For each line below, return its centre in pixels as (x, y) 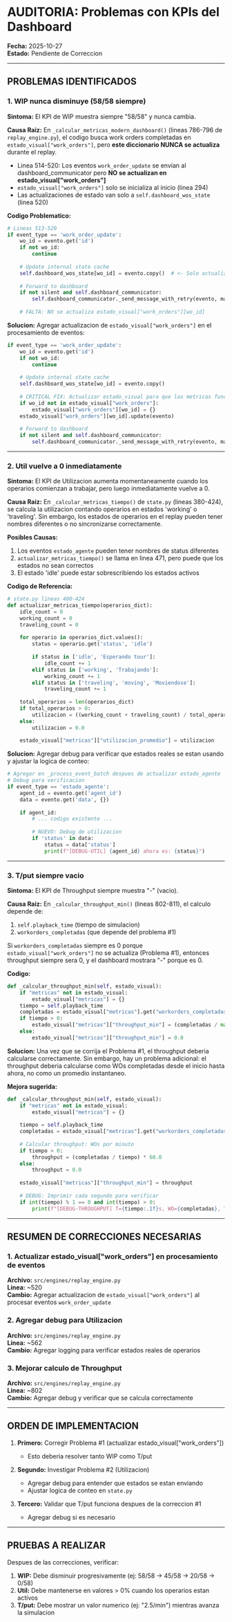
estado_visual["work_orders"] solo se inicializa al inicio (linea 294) (113, 187)
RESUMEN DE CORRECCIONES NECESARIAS (104, 1237)
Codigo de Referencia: (40, 587)
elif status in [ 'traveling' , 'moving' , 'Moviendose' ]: (114, 683)
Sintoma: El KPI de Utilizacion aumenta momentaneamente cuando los (108, 481)
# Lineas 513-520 (32, 228)
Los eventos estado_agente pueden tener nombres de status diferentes (118, 551)
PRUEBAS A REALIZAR (56, 1545)
